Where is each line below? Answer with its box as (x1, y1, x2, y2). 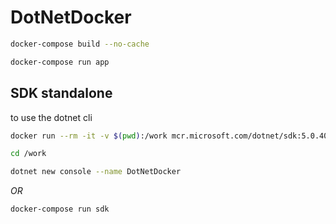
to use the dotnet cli (10, 111, 93, 123)
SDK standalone (10, 85, 113, 102)
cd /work (10, 149, 47, 159)
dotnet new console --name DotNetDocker (10, 167, 182, 177)
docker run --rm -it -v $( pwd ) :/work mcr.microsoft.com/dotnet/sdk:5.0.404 (10, 131, 333, 141)
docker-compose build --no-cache (10, 39, 150, 49)
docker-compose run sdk (10, 204, 110, 215)
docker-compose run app (10, 57, 110, 67)
